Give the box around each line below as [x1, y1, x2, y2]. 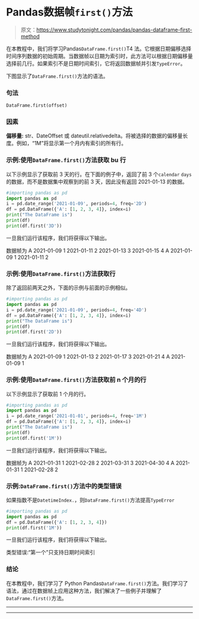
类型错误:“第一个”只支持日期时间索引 [6, 549, 95, 556]
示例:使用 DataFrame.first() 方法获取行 [6, 269, 116, 277]
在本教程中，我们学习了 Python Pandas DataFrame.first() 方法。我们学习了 [6, 579, 188, 587]
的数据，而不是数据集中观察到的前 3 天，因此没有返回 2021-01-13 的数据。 [6, 178, 188, 185]
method [20, 33, 40, 40]
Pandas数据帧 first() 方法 [6, 5, 133, 19]
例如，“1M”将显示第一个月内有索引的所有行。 [16, 140, 127, 147]
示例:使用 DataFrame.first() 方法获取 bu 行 [6, 156, 126, 164]
